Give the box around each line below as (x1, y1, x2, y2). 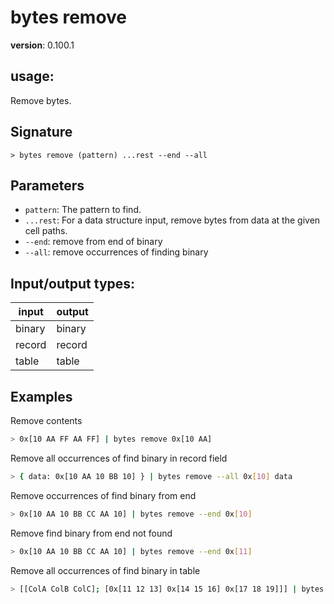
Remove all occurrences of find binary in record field (10, 452, 228, 464)
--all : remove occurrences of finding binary (24, 246, 209, 258)
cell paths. (24, 225, 68, 237)
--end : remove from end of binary (24, 236, 163, 248)
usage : (10, 68, 55, 85)
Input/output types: (10, 275, 136, 292)
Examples (10, 388, 73, 405)
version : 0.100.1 (10, 39, 75, 51)
